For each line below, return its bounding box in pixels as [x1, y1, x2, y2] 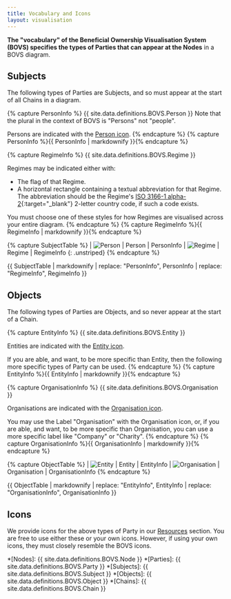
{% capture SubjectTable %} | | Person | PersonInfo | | [7, 241, 219, 250]
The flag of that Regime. [17, 178, 86, 186]
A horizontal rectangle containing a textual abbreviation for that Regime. [17, 185, 222, 194]
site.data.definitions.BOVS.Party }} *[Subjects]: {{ [7, 562, 148, 571]
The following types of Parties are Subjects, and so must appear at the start [7, 89, 222, 97]
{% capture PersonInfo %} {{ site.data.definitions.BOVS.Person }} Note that [7, 109, 221, 118]
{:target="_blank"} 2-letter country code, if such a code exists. [21, 200, 199, 208]
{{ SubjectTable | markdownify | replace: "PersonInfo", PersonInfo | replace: [7, 262, 222, 270]
